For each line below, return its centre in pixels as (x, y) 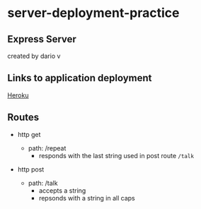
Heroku (18, 95)
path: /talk (43, 183)
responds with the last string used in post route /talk (116, 155)
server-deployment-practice (93, 13)
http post (31, 169)
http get (29, 134)
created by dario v (34, 56)
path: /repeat (47, 148)
